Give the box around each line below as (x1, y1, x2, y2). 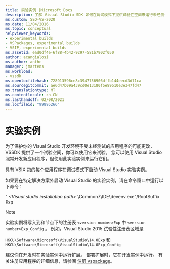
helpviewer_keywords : (5, 31, 51, 36)
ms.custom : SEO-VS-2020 (5, 17, 56, 22)
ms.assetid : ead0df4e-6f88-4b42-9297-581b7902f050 (5, 50, 114, 55)
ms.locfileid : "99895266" (5, 102, 60, 107)
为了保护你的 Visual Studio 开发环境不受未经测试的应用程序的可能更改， (5, 143, 155, 149)
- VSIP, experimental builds (5, 45, 67, 50)
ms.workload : (5, 69, 33, 74)
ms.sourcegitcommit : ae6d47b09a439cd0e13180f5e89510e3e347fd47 (5, 83, 142, 88)
